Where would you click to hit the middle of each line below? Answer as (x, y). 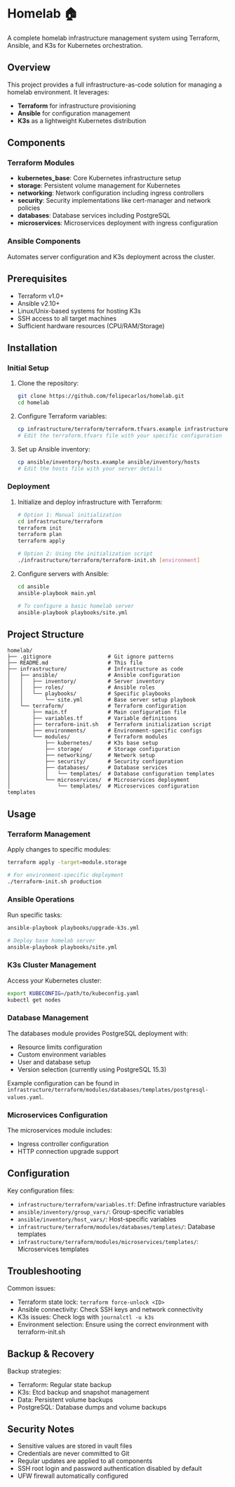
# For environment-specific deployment (66, 875)
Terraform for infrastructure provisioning (76, 106)
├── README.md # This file (75, 663)
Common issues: (32, 1288)
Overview (29, 68)
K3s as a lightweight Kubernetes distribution (82, 120)
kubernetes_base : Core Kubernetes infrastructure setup (99, 178)
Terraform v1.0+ (41, 296)
